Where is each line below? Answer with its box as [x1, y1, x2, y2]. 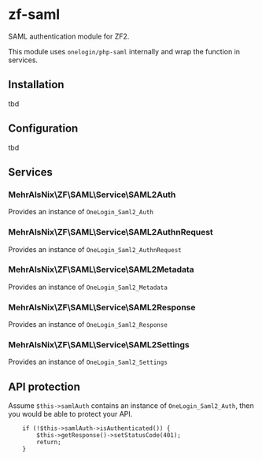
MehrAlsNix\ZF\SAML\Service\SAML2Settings [8, 339, 190, 351]
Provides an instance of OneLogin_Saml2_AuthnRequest [8, 244, 183, 254]
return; [36, 439, 61, 447]
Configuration [8, 122, 79, 135]
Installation [8, 78, 65, 91]
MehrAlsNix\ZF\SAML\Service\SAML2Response [8, 302, 196, 313]
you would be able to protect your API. [8, 410, 133, 419]
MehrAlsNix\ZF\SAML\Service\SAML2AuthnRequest [8, 227, 214, 238]
